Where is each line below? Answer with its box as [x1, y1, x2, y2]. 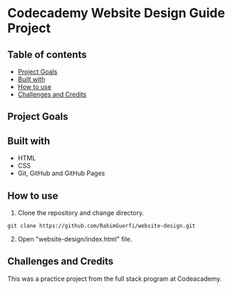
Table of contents [7, 48, 87, 61]
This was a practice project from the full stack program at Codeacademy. [7, 274, 222, 283]
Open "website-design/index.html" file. [17, 235, 133, 244]
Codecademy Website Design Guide [7, 5, 226, 21]
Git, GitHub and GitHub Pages [17, 169, 105, 177]
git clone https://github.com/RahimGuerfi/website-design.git [7, 222, 196, 229]
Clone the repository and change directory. [17, 209, 144, 217]
